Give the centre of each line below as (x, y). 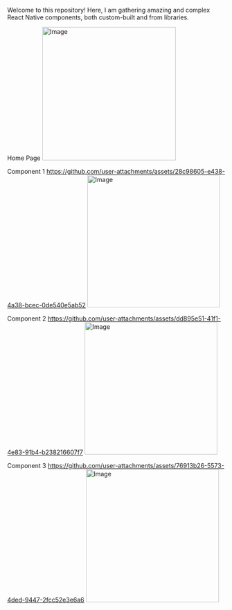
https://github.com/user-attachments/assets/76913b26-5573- (136, 466)
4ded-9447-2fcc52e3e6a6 (46, 600)
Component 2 (27, 319)
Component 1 (26, 171)
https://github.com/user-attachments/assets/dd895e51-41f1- (134, 319)
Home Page (24, 158)
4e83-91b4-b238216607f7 (45, 452)
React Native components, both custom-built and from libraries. (98, 17)
